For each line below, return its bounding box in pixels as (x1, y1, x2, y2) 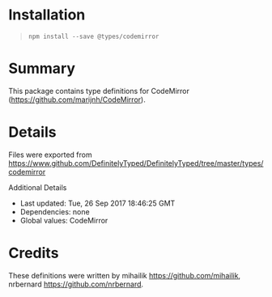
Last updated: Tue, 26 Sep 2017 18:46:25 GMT (19, 198, 176, 208)
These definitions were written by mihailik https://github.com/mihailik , (8, 270, 241, 280)
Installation (8, 6, 86, 24)
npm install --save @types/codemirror (28, 32, 159, 40)
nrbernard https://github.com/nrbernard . (8, 279, 144, 289)
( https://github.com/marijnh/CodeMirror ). (8, 95, 146, 104)
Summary (8, 59, 75, 78)
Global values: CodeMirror (19, 215, 108, 225)
